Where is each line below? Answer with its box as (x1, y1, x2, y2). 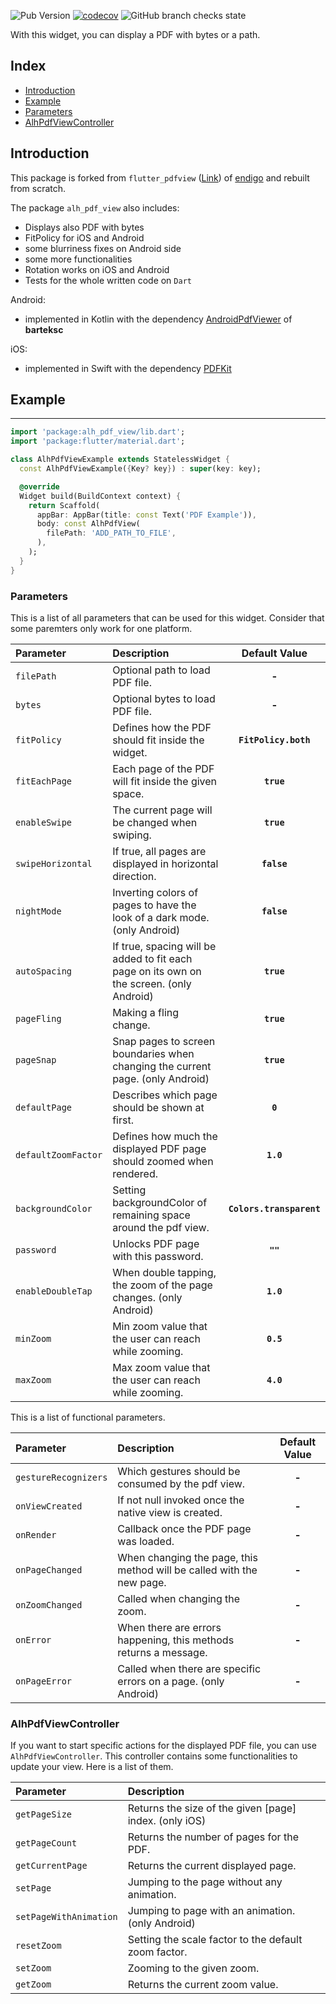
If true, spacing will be (112, 939, 217, 953)
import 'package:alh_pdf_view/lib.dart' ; (10, 427, 186, 437)
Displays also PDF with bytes (24, 221, 145, 233)
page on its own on (112, 964, 202, 978)
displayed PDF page (112, 1141, 207, 1155)
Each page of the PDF (112, 761, 215, 775)
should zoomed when (112, 1154, 214, 1168)
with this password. (112, 1249, 204, 1263)
